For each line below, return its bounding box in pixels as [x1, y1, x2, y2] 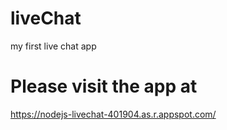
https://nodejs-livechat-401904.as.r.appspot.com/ [10, 108, 217, 120]
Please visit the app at [10, 75, 198, 98]
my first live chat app [10, 40, 97, 52]
